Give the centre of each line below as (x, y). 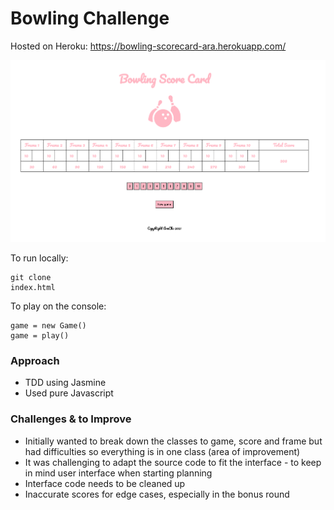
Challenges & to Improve (71, 419)
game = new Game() (48, 326)
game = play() (40, 336)
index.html (33, 288)
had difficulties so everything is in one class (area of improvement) (162, 451)
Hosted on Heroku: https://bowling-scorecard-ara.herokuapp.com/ (148, 46)
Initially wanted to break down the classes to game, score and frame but (173, 441)
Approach (35, 361)
